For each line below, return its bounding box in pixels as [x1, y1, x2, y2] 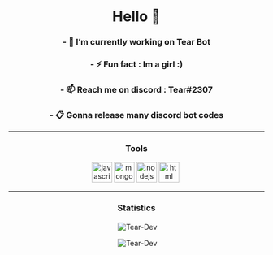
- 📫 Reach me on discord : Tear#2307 [59, 84, 214, 95]
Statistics [117, 202, 156, 214]
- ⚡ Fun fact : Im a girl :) [89, 58, 184, 70]
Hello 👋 [112, 7, 161, 26]
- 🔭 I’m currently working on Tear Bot [62, 37, 211, 48]
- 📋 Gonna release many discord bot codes [49, 109, 224, 120]
